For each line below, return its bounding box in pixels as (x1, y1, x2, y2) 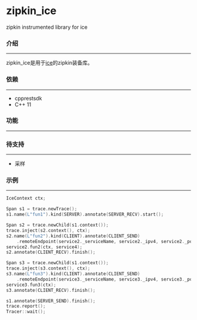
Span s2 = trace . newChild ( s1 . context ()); (6, 222, 109, 228)
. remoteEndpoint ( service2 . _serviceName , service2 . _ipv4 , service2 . (16, 238, 185, 244)
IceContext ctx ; (6, 196, 46, 201)
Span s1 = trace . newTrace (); (6, 206, 77, 212)
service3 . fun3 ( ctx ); (6, 282, 57, 288)
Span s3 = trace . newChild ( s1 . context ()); (6, 260, 109, 266)
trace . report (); (6, 304, 46, 309)
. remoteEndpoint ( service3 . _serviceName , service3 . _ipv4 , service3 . (16, 276, 185, 282)
